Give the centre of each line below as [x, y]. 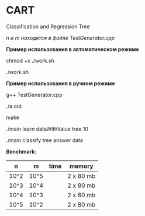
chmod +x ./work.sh [30, 60]
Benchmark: [21, 151]
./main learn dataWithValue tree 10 [47, 129]
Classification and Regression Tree [48, 26]
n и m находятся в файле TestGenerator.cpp [61, 38]
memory [81, 166]
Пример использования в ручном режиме [61, 83]
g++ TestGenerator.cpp [34, 95]
